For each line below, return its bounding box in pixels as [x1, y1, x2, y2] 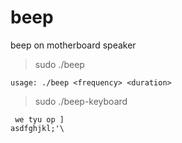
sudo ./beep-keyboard [34, 95, 128, 107]
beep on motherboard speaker [10, 39, 137, 51]
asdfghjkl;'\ [10, 123, 65, 133]
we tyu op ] [14, 114, 65, 125]
